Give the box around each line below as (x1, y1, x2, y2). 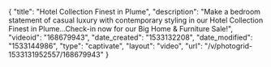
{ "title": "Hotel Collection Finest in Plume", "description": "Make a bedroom (8, 7, 261, 16)
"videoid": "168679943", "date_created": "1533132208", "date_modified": (8, 32, 253, 42)
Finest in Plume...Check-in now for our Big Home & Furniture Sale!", (8, 24, 234, 33)
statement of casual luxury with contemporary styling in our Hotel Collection (8, 15, 264, 25)
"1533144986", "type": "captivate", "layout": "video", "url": (8, 41, 203, 51)
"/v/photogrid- (204, 41, 253, 51)
